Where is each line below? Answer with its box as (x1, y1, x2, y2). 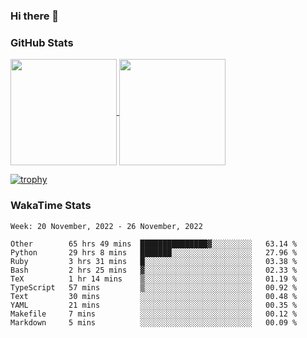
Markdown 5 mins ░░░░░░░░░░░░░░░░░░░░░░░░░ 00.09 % (10, 317, 298, 328)
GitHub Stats (10, 35, 74, 49)
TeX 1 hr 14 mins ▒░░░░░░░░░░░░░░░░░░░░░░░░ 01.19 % (10, 274, 298, 284)
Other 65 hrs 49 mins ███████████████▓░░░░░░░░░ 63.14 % (10, 239, 298, 249)
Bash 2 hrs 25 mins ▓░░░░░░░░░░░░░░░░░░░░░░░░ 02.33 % (10, 265, 298, 275)
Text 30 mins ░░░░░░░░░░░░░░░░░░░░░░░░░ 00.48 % (10, 291, 298, 301)
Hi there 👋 (10, 9, 60, 23)
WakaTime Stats (10, 199, 92, 213)
